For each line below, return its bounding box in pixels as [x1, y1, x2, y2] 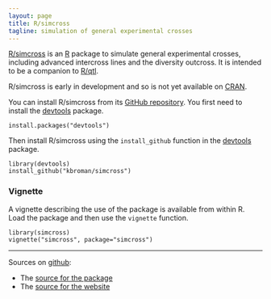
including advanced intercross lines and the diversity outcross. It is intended [8, 57, 262, 67]
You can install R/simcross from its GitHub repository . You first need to [8, 98, 243, 107]
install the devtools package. [8, 106, 104, 116]
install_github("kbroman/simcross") [8, 167, 131, 175]
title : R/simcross [8, 19, 70, 27]
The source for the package [19, 272, 113, 283]
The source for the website [19, 281, 110, 291]
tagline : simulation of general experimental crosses [8, 27, 194, 35]
